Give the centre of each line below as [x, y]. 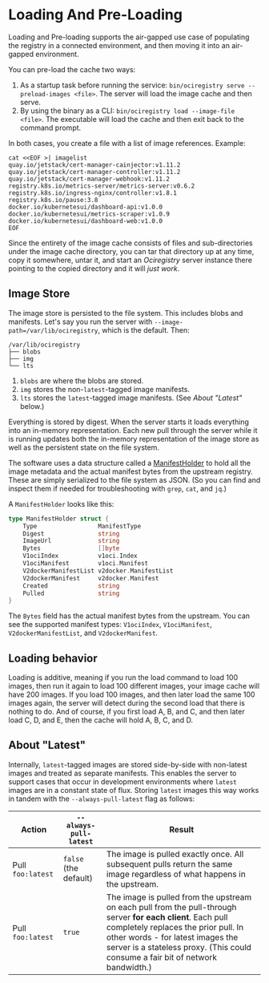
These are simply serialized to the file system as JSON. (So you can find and [134, 479]
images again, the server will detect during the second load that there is [127, 703]
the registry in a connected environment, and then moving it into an [119, 45]
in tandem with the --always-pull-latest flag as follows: [102, 799]
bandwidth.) [129, 967]
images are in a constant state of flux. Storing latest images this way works [134, 790]
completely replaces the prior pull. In [175, 927]
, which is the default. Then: [143, 330]
